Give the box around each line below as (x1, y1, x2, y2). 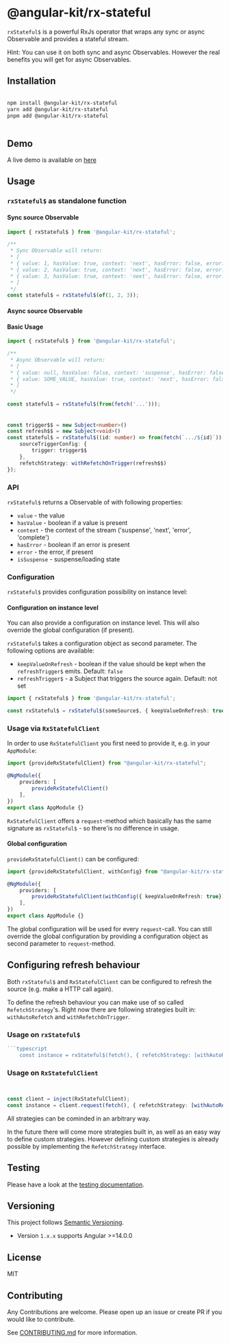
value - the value (16, 511, 65, 519)
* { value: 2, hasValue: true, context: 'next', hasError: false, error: (10, 266, 225, 273)
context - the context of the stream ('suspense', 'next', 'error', (16, 526, 192, 534)
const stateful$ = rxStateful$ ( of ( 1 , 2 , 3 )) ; (7, 292, 140, 299)
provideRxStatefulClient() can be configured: (7, 854, 139, 863)
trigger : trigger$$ (31, 447, 88, 454)
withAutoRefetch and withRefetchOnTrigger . (7, 1012, 131, 1020)
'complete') (16, 533, 50, 541)
